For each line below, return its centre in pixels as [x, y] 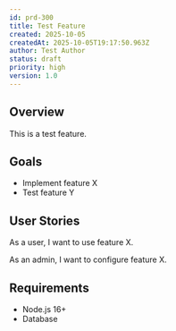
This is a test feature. [48, 133]
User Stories [45, 221]
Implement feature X [60, 183]
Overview [37, 112]
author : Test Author [48, 51]
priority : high [38, 68]
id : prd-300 [31, 17]
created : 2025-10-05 [48, 34]
